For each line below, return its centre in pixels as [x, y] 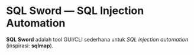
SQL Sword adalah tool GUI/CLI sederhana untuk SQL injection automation [97, 39]
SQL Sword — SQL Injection [75, 11]
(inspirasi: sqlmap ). [30, 46]
